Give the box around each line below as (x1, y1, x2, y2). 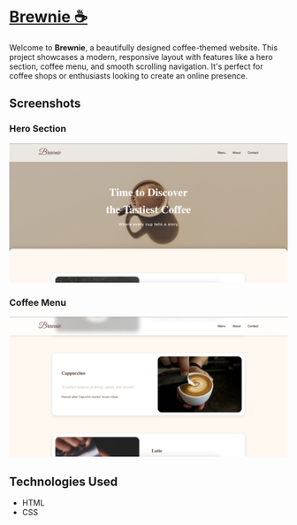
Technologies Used (9, 474, 118, 489)
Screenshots (9, 96, 81, 111)
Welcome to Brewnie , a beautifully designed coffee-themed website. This (9, 42, 278, 53)
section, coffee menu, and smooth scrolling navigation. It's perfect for (9, 61, 263, 72)
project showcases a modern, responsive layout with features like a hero (9, 51, 273, 62)
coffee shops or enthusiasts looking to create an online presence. (9, 70, 248, 80)
